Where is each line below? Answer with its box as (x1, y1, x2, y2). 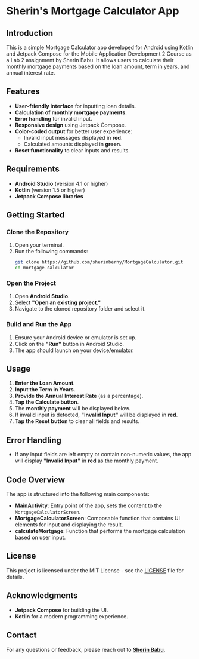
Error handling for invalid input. (14, 115, 92, 122)
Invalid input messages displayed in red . (23, 134, 123, 141)
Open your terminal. (14, 241, 64, 249)
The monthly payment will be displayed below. (14, 405, 131, 412)
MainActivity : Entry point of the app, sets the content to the (14, 502, 163, 509)
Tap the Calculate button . (14, 399, 79, 406)
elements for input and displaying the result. (14, 521, 123, 528)
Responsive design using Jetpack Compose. (14, 121, 126, 128)
